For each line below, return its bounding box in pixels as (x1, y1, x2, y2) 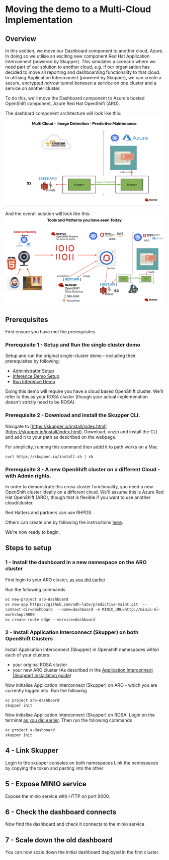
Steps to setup (5, 544, 52, 552)
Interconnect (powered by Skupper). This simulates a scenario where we (5, 59, 156, 64)
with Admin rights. (5, 472, 52, 479)
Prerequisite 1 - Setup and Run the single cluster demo (5, 341, 141, 348)
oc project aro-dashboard (5, 698, 59, 703)
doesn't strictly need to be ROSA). (5, 399, 76, 405)
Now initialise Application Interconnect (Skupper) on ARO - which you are (5, 682, 157, 688)
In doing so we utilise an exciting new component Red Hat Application (5, 53, 150, 59)
